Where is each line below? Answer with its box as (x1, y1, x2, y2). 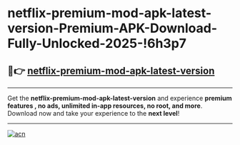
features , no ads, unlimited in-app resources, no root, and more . (7, 101, 203, 110)
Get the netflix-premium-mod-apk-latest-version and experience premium (7, 94, 232, 102)
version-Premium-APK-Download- (7, 20, 218, 36)
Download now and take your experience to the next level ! (7, 109, 180, 117)
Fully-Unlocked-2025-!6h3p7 (7, 36, 187, 51)
